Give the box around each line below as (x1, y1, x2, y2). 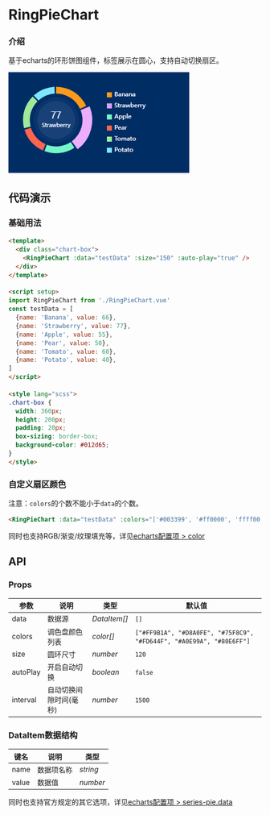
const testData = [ (8, 305, 74, 314)
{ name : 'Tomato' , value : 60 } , (15, 347, 117, 356)
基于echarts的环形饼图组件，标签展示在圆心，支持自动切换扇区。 (8, 56, 223, 65)
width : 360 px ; (15, 407, 63, 415)
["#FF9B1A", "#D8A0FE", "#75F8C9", (135, 629, 255, 637)
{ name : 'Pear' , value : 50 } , (15, 339, 110, 347)
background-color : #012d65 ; (15, 441, 110, 449)
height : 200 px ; (15, 415, 67, 424)
